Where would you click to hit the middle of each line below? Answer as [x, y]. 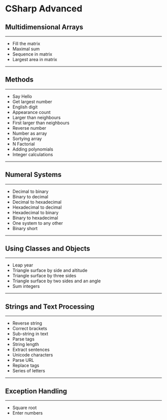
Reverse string [27, 323]
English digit [25, 107]
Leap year [23, 265]
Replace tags [26, 365]
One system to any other [38, 223]
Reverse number [29, 128]
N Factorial [23, 144]
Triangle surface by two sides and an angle [56, 281]
